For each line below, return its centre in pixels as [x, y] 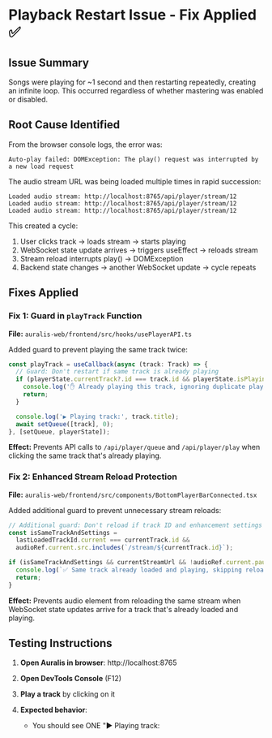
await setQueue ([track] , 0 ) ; [65, 424]
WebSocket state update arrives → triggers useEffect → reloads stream [139, 250]
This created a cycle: [43, 226]
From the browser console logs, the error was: [86, 145]
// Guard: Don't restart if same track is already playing [117, 372]
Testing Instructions [60, 643]
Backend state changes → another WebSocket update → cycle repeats [138, 267]
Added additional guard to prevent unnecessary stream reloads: [115, 510]
